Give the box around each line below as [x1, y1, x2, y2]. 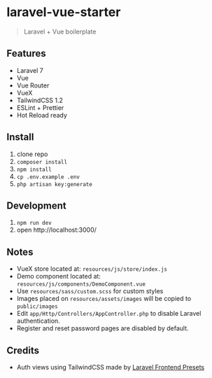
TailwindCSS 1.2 [16, 96, 64, 104]
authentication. [16, 316, 60, 325]
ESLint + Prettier [16, 103, 64, 112]
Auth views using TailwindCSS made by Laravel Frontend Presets [16, 363, 204, 371]
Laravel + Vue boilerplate [23, 27, 97, 36]
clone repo [16, 150, 48, 158]
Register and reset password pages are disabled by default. [16, 324, 189, 332]
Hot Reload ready [16, 111, 68, 119]
